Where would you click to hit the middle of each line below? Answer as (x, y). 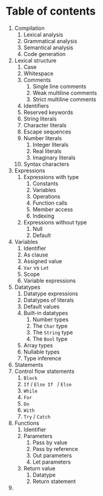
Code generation (45, 54)
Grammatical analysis (50, 41)
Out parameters (52, 455)
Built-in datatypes (46, 313)
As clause (36, 255)
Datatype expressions (51, 293)
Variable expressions (50, 280)
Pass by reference (55, 448)
